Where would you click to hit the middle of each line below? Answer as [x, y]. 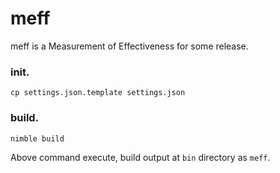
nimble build [37, 138]
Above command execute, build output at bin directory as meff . [140, 157]
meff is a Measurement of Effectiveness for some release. [129, 46]
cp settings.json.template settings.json [98, 93]
